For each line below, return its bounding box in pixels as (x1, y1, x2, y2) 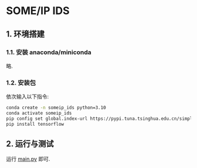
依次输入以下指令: (6, 93, 49, 100)
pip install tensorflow (6, 121, 64, 127)
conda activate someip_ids (6, 110, 72, 116)
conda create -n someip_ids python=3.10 (6, 105, 107, 111)
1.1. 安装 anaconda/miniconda (6, 48, 92, 56)
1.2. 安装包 (6, 78, 36, 86)
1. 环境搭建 (6, 29, 45, 39)
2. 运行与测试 (6, 139, 54, 149)
